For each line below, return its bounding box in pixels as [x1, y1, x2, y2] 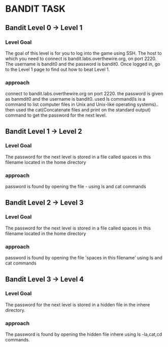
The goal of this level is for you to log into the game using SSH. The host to [5, 50, 162, 56]
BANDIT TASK [5, 3, 66, 15]
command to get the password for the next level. [5, 112, 107, 119]
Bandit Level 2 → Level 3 [5, 198, 84, 207]
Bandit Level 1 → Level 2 [5, 127, 82, 135]
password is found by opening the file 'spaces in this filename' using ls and [5, 255, 162, 261]
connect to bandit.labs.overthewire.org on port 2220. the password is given [5, 91, 163, 97]
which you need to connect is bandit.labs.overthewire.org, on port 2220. [5, 55, 157, 62]
